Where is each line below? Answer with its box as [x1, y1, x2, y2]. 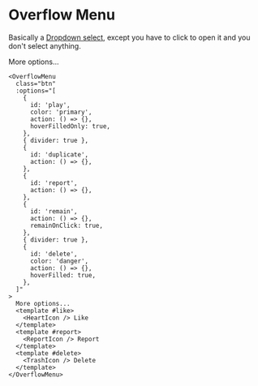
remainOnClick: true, [29, 221, 104, 229]
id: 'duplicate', [29, 150, 89, 159]
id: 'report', [29, 178, 79, 187]
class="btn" [15, 79, 57, 88]
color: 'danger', [29, 257, 89, 265]
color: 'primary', [29, 108, 92, 116]
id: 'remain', [29, 207, 79, 216]
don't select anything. [8, 41, 81, 50]
